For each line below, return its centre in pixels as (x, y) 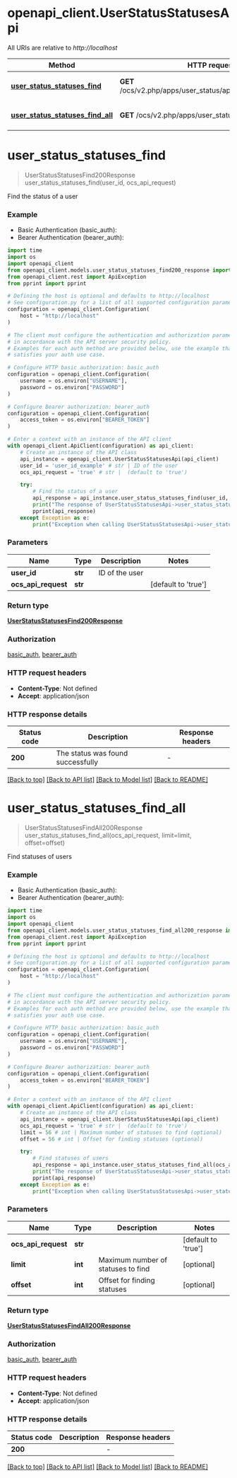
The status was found (92, 754)
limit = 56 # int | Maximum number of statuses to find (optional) (121, 1132)
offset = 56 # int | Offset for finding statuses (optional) (111, 1139)
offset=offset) (45, 843)
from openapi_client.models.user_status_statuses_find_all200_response (115, 930)
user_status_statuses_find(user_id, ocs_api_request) (100, 183)
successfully (77, 762)
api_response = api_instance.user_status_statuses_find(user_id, (131, 498)
